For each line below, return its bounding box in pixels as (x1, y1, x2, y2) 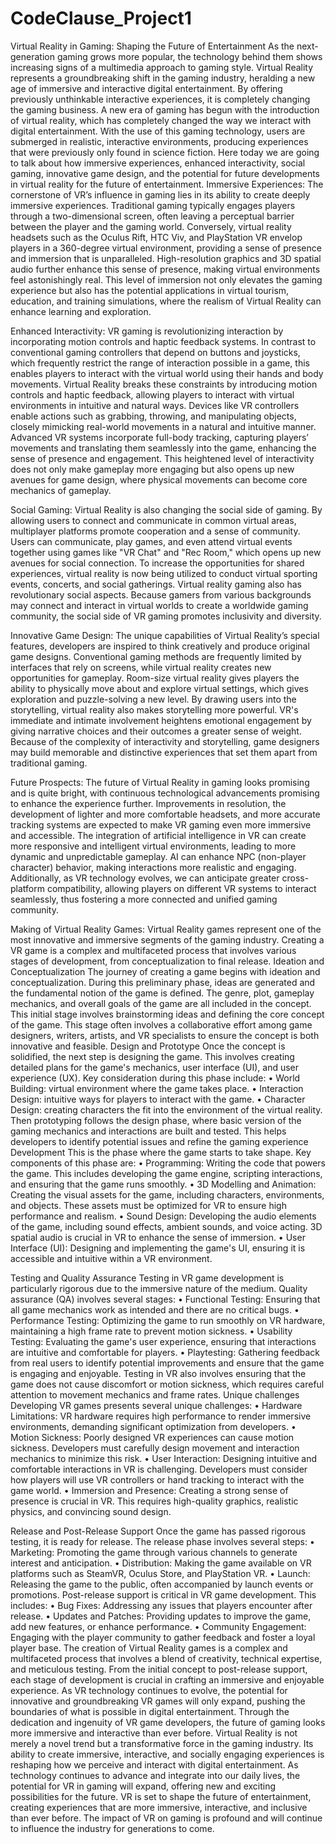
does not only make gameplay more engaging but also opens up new (10, 463, 295, 475)
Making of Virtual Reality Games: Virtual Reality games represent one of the (10, 923, 322, 935)
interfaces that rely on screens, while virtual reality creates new (10, 661, 272, 673)
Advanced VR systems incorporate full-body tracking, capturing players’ (10, 431, 309, 443)
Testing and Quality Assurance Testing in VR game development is (10, 1272, 285, 1284)
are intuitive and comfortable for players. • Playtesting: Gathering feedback (10, 1346, 320, 1358)
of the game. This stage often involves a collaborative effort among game (10, 1018, 313, 1031)
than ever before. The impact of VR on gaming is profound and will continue (10, 1812, 323, 1824)
